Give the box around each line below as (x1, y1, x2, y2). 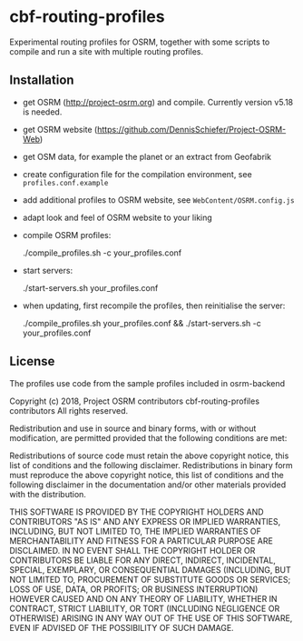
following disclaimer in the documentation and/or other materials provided (9, 479, 287, 490)
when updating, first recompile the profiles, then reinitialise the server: (22, 300, 286, 311)
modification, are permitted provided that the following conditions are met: (9, 432, 288, 443)
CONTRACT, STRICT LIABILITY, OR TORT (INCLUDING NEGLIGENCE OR (9, 603, 280, 614)
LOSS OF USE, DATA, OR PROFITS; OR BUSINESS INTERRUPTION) (9, 584, 259, 595)
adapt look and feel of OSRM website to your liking (22, 212, 213, 223)
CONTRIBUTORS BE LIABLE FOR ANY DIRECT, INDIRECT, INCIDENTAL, (9, 555, 277, 566)
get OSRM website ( (22, 124, 98, 135)
